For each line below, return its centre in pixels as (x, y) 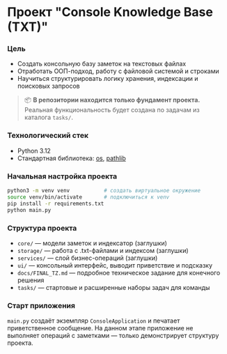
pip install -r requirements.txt (56, 203)
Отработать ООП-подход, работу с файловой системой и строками (118, 71)
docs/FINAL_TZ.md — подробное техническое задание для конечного (119, 272)
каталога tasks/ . (48, 117)
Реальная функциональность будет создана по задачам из (112, 110)
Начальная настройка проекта (62, 176)
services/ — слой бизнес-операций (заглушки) (87, 258)
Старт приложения (41, 305)
